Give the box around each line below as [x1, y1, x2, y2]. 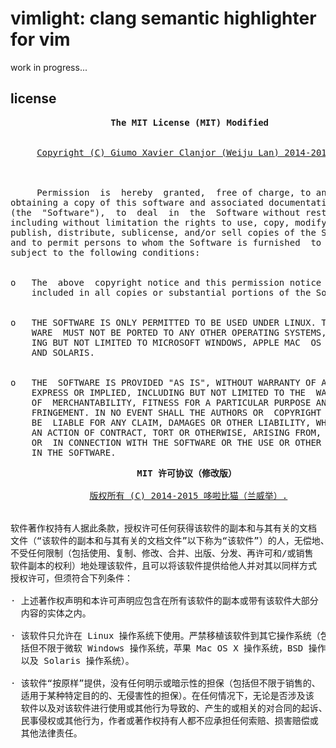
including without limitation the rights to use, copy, [10, 217, 290, 228]
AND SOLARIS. [31, 347, 95, 358]
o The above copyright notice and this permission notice [10, 277, 322, 288]
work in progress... [10, 61, 88, 73]
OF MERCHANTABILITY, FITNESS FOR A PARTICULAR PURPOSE [31, 397, 312, 408]
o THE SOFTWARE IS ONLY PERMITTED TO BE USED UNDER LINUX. [10, 317, 317, 328]
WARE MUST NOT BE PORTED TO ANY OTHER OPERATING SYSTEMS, [31, 327, 327, 338]
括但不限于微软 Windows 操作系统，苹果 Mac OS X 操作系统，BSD [20, 642, 304, 654]
